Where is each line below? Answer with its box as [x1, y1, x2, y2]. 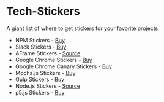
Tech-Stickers [6, 4, 81, 18]
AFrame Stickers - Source [15, 49, 81, 57]
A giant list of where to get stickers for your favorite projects [6, 25, 158, 32]
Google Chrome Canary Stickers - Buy [15, 63, 112, 70]
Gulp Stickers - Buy [15, 76, 65, 83]
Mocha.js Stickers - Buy [15, 69, 76, 76]
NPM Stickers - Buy [15, 36, 65, 44]
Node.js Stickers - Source [15, 82, 81, 90]
